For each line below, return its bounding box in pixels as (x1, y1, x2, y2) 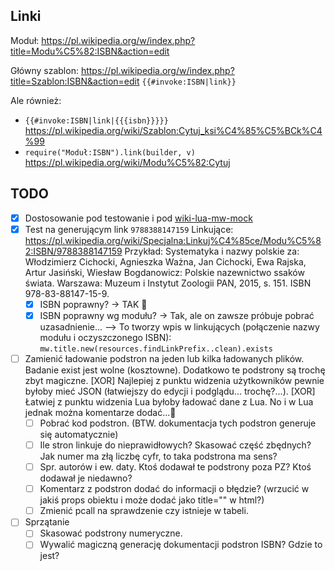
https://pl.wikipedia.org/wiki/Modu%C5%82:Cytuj (24, 156, 231, 168)
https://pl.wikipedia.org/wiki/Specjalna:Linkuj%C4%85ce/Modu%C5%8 (24, 234, 322, 246)
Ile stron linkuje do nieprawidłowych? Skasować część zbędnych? (39, 439, 312, 451)
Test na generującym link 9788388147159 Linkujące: (24, 223, 234, 235)
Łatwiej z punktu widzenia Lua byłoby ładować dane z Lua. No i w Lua (24, 395, 314, 408)
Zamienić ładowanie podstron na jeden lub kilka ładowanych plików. (24, 352, 305, 364)
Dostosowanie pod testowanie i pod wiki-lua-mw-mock (24, 212, 253, 224)
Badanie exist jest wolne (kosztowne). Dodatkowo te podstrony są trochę (24, 364, 326, 376)
